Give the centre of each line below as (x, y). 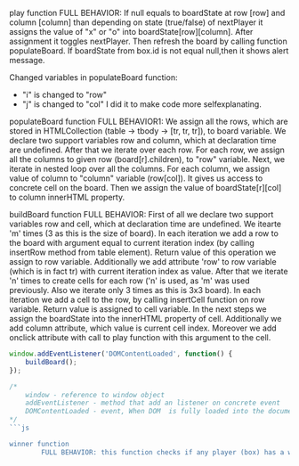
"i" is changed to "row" (65, 94)
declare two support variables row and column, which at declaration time (143, 140)
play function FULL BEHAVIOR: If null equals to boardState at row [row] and (147, 13)
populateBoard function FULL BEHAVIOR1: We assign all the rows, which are (149, 121)
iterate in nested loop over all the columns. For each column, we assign (139, 169)
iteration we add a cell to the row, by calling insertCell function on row (137, 299)
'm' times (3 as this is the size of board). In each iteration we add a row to (144, 233)
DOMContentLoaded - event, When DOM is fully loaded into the (145, 412)
